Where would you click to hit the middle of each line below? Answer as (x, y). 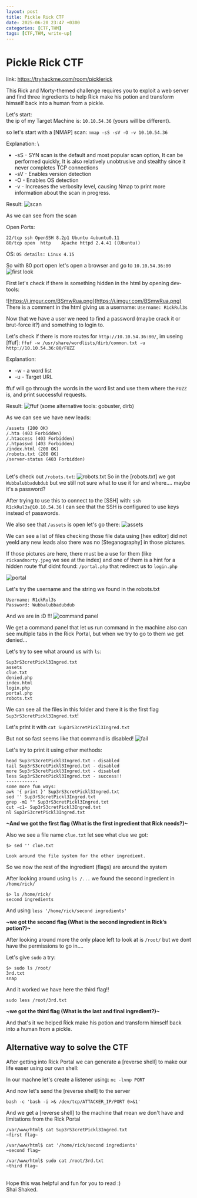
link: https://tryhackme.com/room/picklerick (59, 79)
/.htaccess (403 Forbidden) (41, 439)
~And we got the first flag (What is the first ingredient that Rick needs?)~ (97, 824)
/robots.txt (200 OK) (33, 454)
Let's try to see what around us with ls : (54, 652)
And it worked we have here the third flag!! (58, 990)
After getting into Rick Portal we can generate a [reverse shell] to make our (96, 1062)
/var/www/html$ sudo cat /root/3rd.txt (55, 1161)
